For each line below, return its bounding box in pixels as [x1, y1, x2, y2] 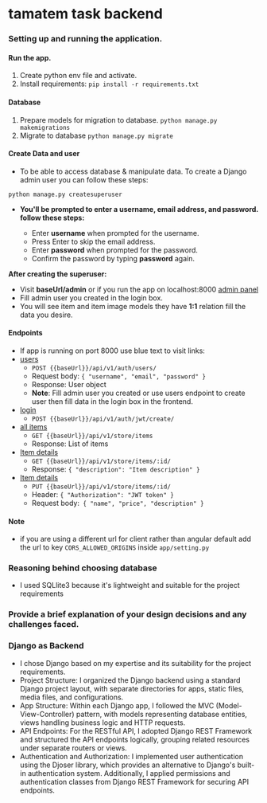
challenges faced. [8, 619, 79, 630]
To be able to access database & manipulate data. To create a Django [19, 166, 247, 176]
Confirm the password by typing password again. [31, 253, 195, 263]
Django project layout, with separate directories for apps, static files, [19, 684, 245, 693]
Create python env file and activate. [19, 71, 137, 80]
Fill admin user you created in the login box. [19, 292, 163, 303]
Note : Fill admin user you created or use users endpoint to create [31, 388, 246, 398]
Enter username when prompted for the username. [31, 228, 200, 237]
